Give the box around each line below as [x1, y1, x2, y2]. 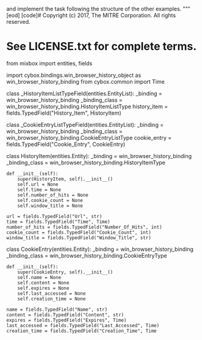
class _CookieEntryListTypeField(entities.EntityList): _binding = [6, 121, 164, 128]
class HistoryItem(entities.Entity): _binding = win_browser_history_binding [6, 152, 192, 159]
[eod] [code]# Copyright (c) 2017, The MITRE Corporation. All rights [6, 12, 176, 19]
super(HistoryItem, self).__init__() [17, 176, 114, 182]
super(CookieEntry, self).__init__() [17, 269, 114, 275]
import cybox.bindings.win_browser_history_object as [6, 71, 142, 79]
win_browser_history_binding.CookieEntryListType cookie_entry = [6, 134, 172, 141]
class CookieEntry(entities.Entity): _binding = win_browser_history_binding [6, 245, 194, 253]
